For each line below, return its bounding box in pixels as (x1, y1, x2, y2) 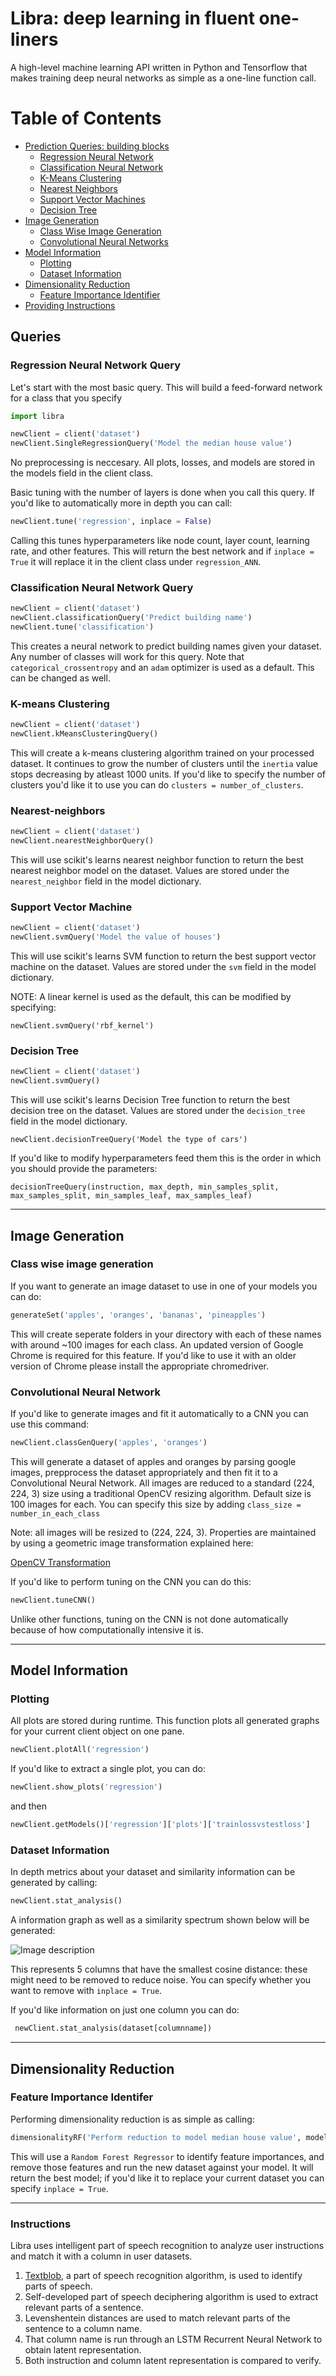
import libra (10, 411, 65, 421)
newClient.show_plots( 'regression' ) (10, 1782, 163, 1792)
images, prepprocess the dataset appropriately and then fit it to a (10, 1466, 278, 1478)
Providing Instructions (24, 299, 116, 311)
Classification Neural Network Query (10, 580, 194, 594)
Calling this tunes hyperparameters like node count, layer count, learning (10, 535, 310, 547)
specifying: (10, 1002, 57, 1014)
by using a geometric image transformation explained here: (10, 1537, 254, 1549)
